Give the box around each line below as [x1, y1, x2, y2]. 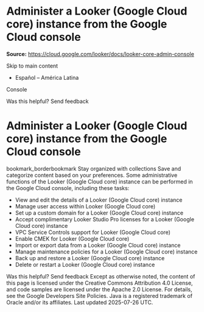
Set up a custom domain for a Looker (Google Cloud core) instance [15, 209, 184, 216]
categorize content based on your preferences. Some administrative [6, 171, 178, 179]
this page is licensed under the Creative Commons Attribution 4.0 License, [6, 279, 193, 286]
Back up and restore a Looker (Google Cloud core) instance [15, 254, 165, 261]
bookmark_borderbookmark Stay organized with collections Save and [6, 165, 181, 172]
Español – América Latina [15, 74, 79, 81]
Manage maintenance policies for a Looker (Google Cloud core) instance [15, 248, 198, 255]
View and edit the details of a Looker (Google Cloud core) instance [15, 196, 183, 204]
